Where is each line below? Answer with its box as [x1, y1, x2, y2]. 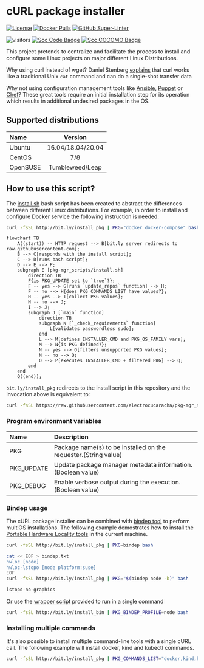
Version [63, 133, 87, 141]
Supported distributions [6, 115, 99, 125]
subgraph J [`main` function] [28, 310, 104, 316]
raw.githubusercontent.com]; [6, 246, 80, 252]
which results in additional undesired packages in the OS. [6, 97, 150, 105]
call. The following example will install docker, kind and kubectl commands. [6, 644, 194, 652]
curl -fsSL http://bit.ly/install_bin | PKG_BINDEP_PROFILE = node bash [6, 610, 189, 616]
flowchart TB [6, 235, 39, 241]
